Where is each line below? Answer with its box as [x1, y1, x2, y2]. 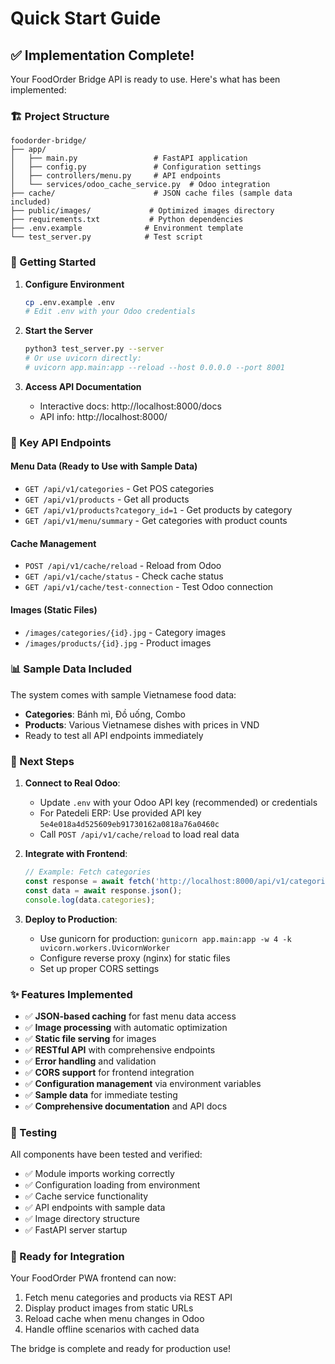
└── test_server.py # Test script [10, 232, 203, 242]
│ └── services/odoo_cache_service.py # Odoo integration [10, 180, 271, 190]
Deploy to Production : [24, 913, 118, 925]
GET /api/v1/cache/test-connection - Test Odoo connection [24, 581, 274, 593]
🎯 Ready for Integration [10, 1250, 125, 1264]
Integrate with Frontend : [24, 848, 128, 860]
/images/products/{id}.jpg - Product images [24, 637, 212, 649]
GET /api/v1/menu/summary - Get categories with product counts [24, 515, 288, 527]
